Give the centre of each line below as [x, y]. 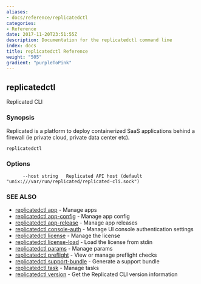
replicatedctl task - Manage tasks [57, 268]
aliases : [17, 12]
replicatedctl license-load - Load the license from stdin [84, 242]
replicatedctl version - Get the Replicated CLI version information [96, 274]
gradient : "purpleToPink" [39, 63]
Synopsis [20, 118]
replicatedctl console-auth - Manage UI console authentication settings [104, 229]
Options [18, 163]
